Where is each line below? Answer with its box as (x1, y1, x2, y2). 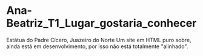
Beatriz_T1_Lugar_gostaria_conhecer (6, 16, 197, 30)
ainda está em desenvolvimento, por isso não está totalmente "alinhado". (6, 43, 188, 50)
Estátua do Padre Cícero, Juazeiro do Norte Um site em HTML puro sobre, (6, 36, 192, 43)
